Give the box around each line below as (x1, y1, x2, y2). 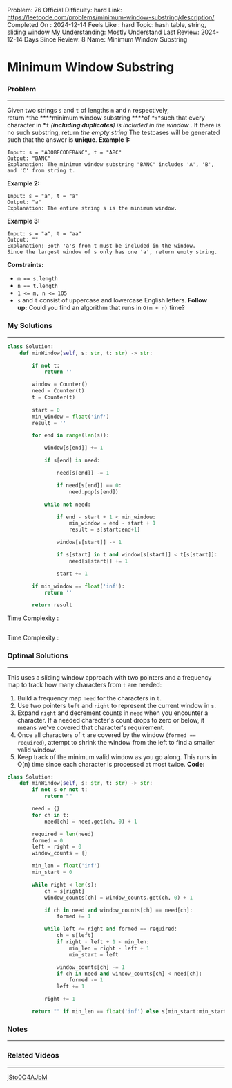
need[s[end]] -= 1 (56, 470, 110, 477)
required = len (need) (32, 831, 95, 837)
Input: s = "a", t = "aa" (7, 230, 81, 237)
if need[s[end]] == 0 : (56, 482, 122, 489)
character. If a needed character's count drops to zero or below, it (17, 716, 205, 724)
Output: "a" (7, 199, 41, 206)
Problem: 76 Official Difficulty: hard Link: (7, 6, 122, 14)
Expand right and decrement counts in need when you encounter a (17, 709, 209, 717)
